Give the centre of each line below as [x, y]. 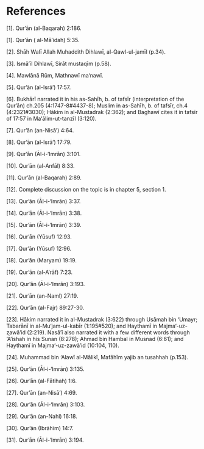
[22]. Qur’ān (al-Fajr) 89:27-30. [45, 307]
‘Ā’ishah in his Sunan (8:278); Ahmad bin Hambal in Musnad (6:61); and [95, 339]
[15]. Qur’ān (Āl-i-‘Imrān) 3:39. [44, 224]
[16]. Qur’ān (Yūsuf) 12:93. [39, 237]
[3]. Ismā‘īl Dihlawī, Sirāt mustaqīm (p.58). [59, 63]
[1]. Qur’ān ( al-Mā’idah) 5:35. [43, 40]
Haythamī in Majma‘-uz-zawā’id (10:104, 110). [63, 345]
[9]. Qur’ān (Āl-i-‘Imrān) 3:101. [44, 154]
